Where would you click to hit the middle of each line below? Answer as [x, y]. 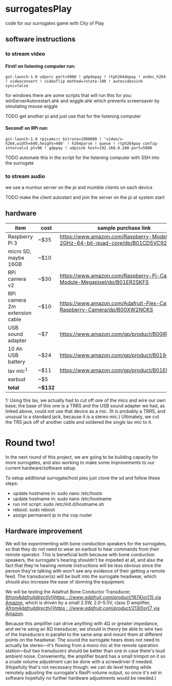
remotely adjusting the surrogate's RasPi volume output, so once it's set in [84, 672]
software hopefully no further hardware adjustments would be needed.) [81, 678]
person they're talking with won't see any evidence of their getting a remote [85, 571]
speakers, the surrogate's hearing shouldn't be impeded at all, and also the [84, 560]
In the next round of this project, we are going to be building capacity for [82, 457]
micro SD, [20, 251]
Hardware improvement [44, 531]
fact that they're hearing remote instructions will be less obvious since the [83, 565]
